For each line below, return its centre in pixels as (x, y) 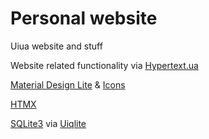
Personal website (84, 18)
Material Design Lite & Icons (68, 84)
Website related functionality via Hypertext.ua (104, 65)
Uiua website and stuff (56, 46)
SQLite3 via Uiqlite (48, 123)
